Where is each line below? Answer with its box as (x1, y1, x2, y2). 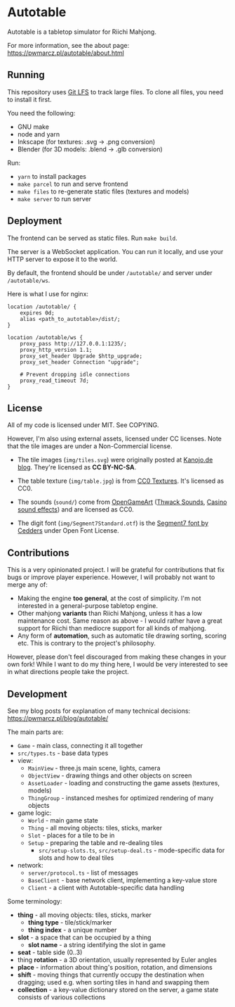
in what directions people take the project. (7, 668, 130, 676)
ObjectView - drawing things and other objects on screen (27, 771, 192, 780)
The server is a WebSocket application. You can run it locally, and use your (7, 247, 224, 255)
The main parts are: (7, 728, 65, 736)
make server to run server (17, 194, 92, 203)
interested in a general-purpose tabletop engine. (17, 602, 158, 610)
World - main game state (27, 816, 98, 824)
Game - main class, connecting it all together (17, 742, 143, 749)
